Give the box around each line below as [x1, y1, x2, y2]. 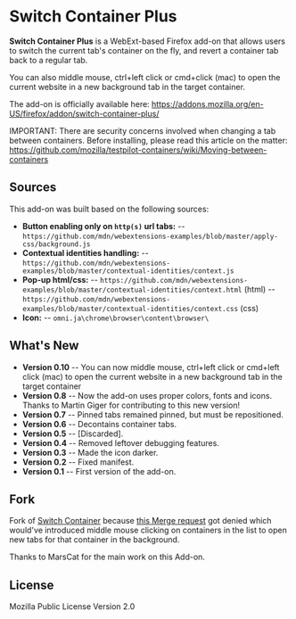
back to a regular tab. [9, 54, 88, 65]
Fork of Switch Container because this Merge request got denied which [9, 516, 272, 526]
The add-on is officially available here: [9, 98, 150, 109]
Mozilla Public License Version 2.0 [9, 601, 136, 612]
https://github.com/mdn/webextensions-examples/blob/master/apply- [21, 232, 278, 241]
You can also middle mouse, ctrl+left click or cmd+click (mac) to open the [9, 71, 281, 82]
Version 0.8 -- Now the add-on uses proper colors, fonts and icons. [21, 390, 273, 400]
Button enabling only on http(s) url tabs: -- [21, 220, 185, 231]
